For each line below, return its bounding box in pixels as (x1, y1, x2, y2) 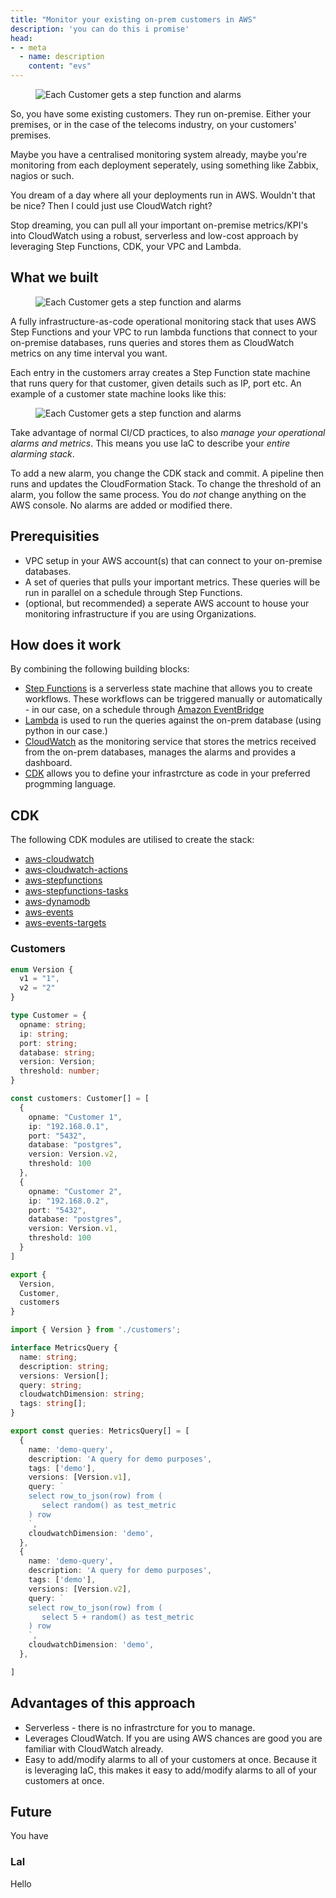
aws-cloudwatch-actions (24, 864, 128, 876)
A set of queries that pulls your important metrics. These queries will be (24, 576, 321, 588)
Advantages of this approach (10, 1695, 196, 1712)
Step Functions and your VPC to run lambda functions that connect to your (10, 326, 318, 338)
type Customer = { (10, 1011, 87, 1021)
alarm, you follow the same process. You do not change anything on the (10, 488, 307, 500)
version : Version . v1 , (28, 1224, 118, 1234)
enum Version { (10, 964, 74, 975)
